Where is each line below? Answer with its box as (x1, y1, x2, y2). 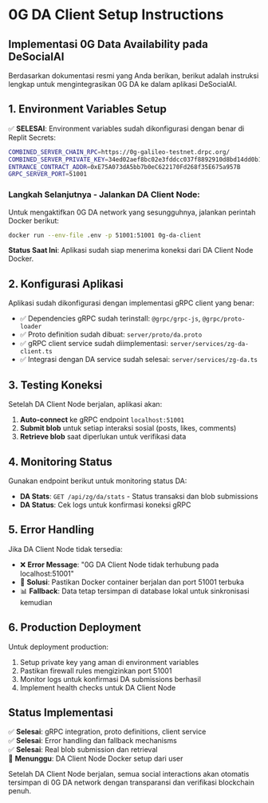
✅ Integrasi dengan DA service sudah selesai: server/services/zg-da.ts (19, 355, 258, 364)
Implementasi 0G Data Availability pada (8, 37, 209, 51)
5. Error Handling (8, 523, 94, 537)
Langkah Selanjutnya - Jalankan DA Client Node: (8, 189, 201, 200)
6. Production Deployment (8, 620, 142, 635)
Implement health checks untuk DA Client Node (19, 683, 176, 692)
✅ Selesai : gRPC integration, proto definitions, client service (8, 727, 207, 737)
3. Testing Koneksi (8, 378, 103, 392)
